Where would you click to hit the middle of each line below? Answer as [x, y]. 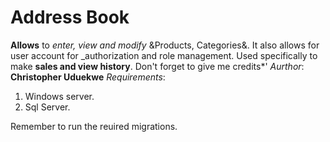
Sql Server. [47, 107]
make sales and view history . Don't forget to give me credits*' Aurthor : [157, 66]
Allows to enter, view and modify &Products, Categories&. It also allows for [165, 45]
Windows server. [59, 96]
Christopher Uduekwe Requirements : [88, 77]
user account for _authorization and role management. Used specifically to [164, 55]
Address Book [70, 17]
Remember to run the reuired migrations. [94, 126]
